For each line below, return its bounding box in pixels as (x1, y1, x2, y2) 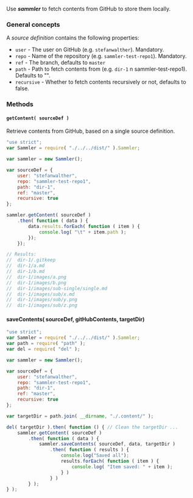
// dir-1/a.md (6, 263, 45, 269)
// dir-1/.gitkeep (6, 257, 56, 263)
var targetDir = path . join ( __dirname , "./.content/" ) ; (6, 413, 154, 419)
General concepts (6, 20, 60, 29)
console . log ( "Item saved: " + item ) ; (71, 463, 173, 470)
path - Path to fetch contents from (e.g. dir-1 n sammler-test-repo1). (15, 65, 188, 73)
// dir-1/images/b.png (6, 280, 67, 286)
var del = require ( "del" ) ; (6, 346, 80, 352)
